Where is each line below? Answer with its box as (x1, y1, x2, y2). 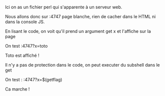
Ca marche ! (5, 86, 30, 92)
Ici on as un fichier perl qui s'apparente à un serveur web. (5, 4, 122, 10)
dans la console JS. (5, 19, 45, 24)
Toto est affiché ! (5, 52, 39, 58)
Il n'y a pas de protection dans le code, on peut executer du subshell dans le (5, 62, 160, 68)
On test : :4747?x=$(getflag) (5, 77, 63, 82)
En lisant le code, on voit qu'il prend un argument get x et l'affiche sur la (5, 28, 151, 34)
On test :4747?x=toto (5, 43, 48, 48)
